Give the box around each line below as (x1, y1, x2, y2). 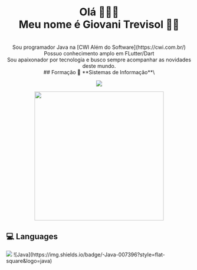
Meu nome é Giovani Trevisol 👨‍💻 (18, 18, 180, 31)
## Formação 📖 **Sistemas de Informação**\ (43, 68, 155, 75)
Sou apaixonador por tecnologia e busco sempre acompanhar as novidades (6, 56, 192, 63)
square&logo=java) (6, 257, 52, 264)
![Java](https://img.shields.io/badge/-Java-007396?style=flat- (13, 251, 165, 258)
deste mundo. (82, 62, 116, 70)
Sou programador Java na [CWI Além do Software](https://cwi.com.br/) (12, 44, 186, 51)
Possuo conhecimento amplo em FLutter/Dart (44, 50, 155, 57)
